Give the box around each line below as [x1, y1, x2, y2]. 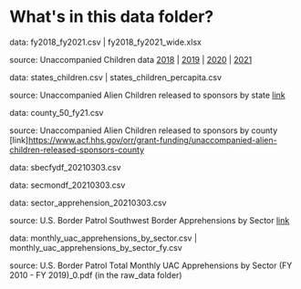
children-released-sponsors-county [9, 144, 145, 155]
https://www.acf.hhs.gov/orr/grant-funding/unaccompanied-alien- [27, 134, 277, 145]
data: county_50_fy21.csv [9, 107, 104, 118]
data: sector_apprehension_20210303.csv [9, 197, 167, 208]
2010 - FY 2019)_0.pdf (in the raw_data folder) [9, 269, 182, 280]
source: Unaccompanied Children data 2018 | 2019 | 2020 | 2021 [9, 54, 253, 65]
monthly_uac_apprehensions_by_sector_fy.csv [9, 242, 182, 253]
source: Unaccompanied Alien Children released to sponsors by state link [9, 89, 285, 100]
